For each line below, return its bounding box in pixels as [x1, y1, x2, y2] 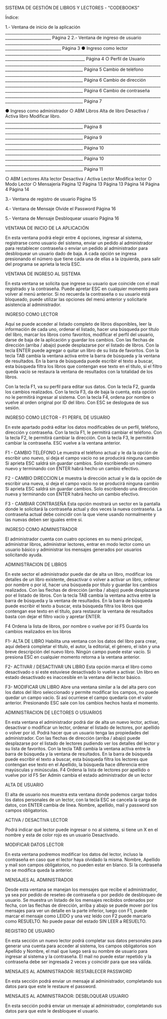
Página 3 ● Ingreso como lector [62, 45, 128, 51]
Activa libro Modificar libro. [5, 113, 61, 119]
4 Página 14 [5, 186, 29, 192]
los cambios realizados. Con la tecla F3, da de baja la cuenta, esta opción [5, 389, 156, 395]
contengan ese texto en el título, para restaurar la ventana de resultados [5, 608, 154, 614]
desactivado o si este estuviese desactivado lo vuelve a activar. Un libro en [5, 669, 160, 675]
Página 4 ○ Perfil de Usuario [86, 56, 146, 62]
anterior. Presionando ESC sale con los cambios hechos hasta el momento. [5, 700, 160, 705]
